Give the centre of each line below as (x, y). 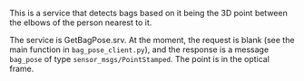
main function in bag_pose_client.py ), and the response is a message (139, 49)
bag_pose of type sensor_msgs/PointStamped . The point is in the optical (140, 59)
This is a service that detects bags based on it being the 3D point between (148, 13)
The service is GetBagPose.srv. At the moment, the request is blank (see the (152, 40)
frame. (22, 68)
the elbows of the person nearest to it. (81, 22)
